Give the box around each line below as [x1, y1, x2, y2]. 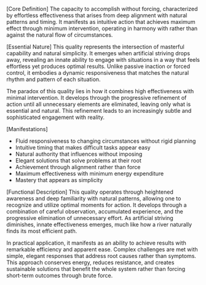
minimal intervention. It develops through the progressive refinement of [6, 94, 187, 101]
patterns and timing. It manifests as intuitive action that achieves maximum [6, 18, 196, 25]
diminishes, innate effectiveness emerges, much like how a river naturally [6, 221, 192, 228]
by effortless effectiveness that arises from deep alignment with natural [6, 12, 188, 19]
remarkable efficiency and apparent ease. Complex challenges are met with [6, 246, 198, 253]
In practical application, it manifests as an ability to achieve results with [6, 239, 186, 246]
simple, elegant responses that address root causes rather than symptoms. [6, 253, 197, 259]
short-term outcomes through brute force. [6, 272, 113, 279]
